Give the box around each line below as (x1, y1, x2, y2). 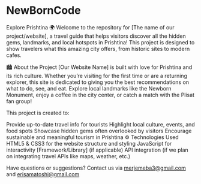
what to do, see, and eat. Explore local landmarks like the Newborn (6, 85, 172, 92)
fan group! (6, 97, 32, 105)
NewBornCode (6, 4, 81, 17)
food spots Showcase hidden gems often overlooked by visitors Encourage (6, 127, 192, 134)
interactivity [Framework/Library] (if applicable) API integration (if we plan (6, 146, 189, 153)
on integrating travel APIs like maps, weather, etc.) (6, 152, 131, 159)
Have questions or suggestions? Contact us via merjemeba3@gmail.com (6, 164, 186, 171)
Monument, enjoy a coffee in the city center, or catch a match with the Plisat (6, 91, 195, 98)
